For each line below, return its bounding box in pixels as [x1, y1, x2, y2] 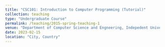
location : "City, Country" [5, 35, 60, 40]
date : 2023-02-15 [5, 30, 41, 35]
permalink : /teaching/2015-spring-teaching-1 [5, 21, 100, 26]
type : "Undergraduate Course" [5, 16, 67, 21]
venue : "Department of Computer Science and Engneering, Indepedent [5, 25, 148, 30]
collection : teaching [5, 12, 50, 17]
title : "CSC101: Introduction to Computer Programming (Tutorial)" [5, 7, 146, 12]
